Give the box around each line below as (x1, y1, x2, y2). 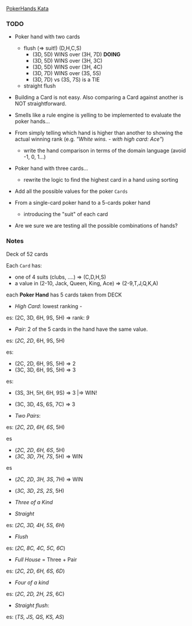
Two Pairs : (14, 412, 41, 419)
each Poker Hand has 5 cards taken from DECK (6, 291, 122, 298)
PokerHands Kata (6, 5, 49, 12)
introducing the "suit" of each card (23, 211, 108, 218)
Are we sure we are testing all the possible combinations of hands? (14, 222, 178, 230)
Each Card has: (6, 262, 43, 269)
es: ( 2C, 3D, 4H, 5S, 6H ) (6, 521, 65, 528)
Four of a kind (14, 579, 49, 586)
